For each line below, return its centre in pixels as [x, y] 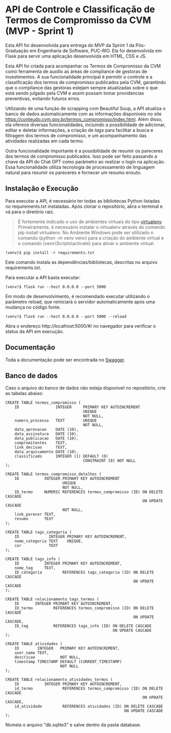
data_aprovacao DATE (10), [47, 430]
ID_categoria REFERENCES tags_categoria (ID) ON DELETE [84, 573]
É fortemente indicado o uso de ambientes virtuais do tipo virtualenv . [90, 222]
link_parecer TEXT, [35, 515]
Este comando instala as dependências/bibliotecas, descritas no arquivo [81, 262]
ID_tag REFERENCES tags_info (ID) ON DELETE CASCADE [83, 626]
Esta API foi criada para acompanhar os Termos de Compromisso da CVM [83, 66]
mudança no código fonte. [33, 307]
